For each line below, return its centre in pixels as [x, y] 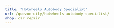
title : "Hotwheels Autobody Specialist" [47, 9]
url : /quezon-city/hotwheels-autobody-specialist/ [57, 14]
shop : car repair [23, 18]
